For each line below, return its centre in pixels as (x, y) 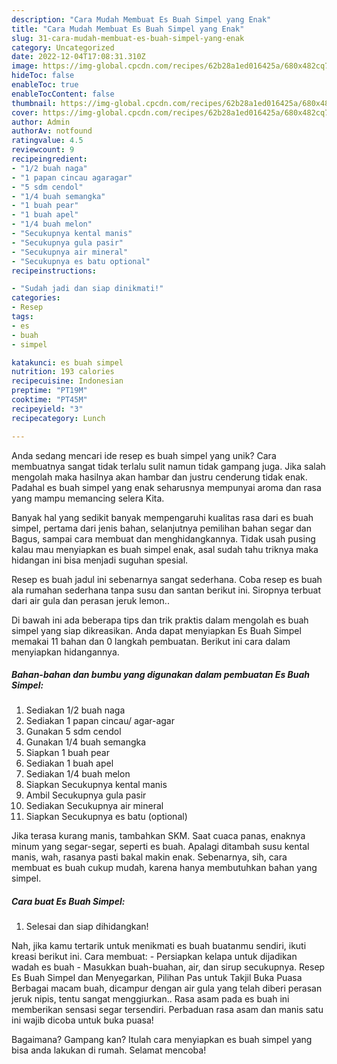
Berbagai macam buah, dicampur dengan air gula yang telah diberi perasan (167, 988)
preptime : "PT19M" (49, 391)
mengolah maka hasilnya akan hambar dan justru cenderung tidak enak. (159, 477)
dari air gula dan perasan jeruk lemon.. (90, 600)
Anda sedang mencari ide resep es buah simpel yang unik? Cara (144, 455)
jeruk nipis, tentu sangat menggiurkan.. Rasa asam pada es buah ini (150, 999)
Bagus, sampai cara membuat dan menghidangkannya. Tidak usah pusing (163, 538)
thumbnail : (34, 103)
